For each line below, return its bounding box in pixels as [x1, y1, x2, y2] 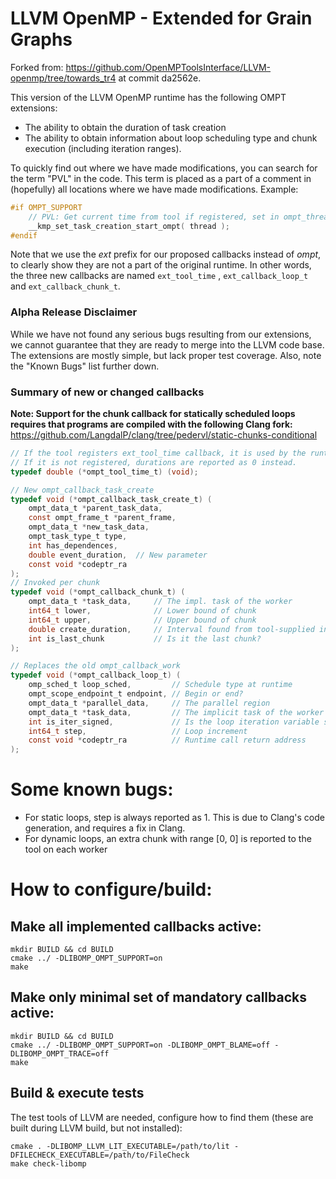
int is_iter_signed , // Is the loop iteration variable [28, 717, 320, 727]
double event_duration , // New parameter [28, 550, 208, 560]
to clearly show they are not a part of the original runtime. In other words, [10, 259, 312, 271]
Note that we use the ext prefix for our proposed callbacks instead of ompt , [10, 248, 322, 261]
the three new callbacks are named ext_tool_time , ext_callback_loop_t [10, 270, 309, 282]
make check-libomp [10, 1158, 87, 1169]
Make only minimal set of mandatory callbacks [10, 989, 307, 1006]
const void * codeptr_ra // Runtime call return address [28, 735, 307, 746]
